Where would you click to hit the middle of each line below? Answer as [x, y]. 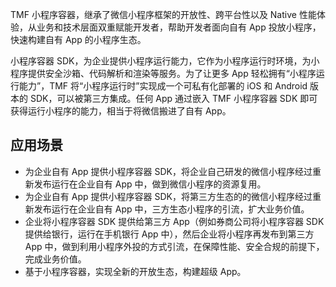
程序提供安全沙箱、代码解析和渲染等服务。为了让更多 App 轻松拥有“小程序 [163, 73]
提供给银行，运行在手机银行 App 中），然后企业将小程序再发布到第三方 [169, 234]
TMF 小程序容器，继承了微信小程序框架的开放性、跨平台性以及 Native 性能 [163, 14]
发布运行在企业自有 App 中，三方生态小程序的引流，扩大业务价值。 [171, 209]
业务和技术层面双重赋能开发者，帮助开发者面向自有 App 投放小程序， [179, 27]
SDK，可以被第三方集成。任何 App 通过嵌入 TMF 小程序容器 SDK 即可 [173, 98]
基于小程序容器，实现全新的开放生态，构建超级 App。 [135, 271]
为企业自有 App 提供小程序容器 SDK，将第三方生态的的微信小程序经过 [168, 196]
